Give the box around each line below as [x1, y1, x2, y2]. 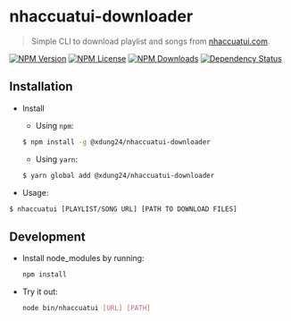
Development [9, 229, 87, 244]
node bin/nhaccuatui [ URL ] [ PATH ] [21, 304, 151, 313]
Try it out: [21, 286, 58, 297]
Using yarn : [35, 154, 79, 165]
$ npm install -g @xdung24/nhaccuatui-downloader [21, 137, 212, 147]
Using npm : [35, 120, 74, 131]
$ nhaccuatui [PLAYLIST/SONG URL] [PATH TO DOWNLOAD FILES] [9, 204, 238, 214]
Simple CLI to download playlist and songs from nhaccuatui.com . [30, 36, 270, 46]
